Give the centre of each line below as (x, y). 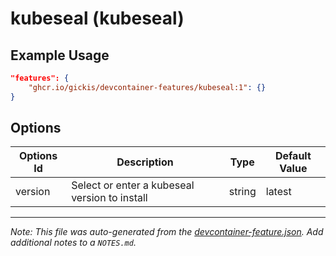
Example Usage (60, 55)
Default (293, 156)
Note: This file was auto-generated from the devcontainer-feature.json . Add (167, 232)
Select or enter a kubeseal (133, 185)
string (242, 192)
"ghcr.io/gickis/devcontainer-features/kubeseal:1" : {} (147, 87)
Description (145, 162)
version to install (109, 198)
